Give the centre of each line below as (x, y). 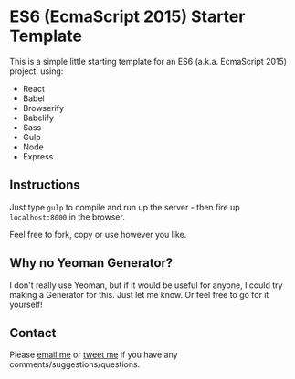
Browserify (43, 108)
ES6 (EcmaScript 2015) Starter (127, 17)
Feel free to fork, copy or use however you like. (98, 234)
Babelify (38, 118)
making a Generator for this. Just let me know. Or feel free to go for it (139, 294)
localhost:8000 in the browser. (67, 217)
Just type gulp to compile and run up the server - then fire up (125, 207)
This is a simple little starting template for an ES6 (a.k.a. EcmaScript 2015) (148, 61)
